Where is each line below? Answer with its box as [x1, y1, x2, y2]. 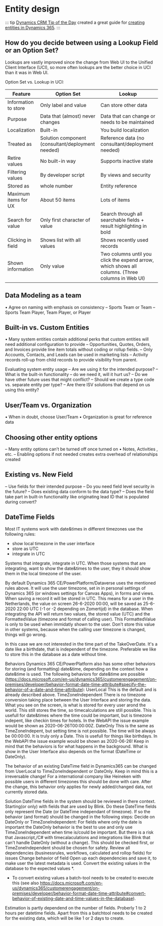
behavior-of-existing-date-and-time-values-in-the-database [12, 895, 133, 901]
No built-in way [40, 157, 76, 164]
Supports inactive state [100, 157, 153, 164]
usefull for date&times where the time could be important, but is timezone [5, 712, 152, 718]
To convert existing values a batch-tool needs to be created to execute [12, 875, 154, 880]
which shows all [100, 262, 137, 269]
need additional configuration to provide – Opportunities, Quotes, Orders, [5, 342, 151, 347]
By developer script [40, 171, 85, 178]
